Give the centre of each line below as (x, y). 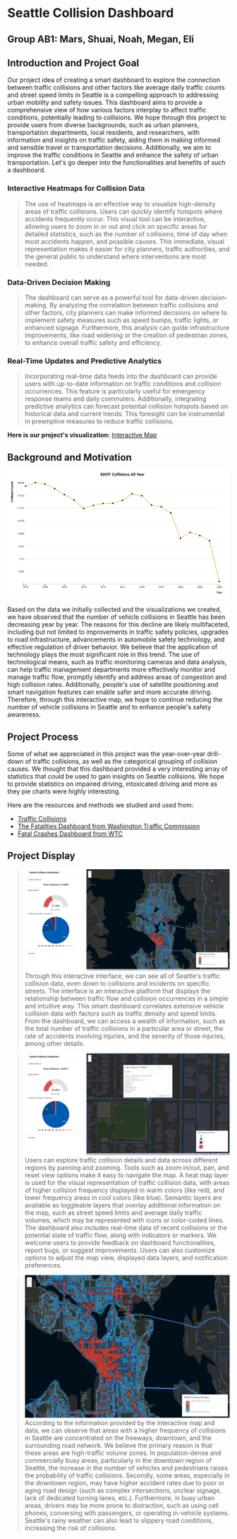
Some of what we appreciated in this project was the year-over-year (107, 754)
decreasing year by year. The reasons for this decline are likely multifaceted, (119, 625)
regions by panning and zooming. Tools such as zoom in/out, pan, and (127, 1168)
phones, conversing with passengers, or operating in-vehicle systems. (127, 1513)
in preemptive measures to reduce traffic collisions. (99, 421)
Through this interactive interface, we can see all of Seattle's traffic (122, 976)
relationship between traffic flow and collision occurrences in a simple (126, 998)
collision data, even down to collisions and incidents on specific (117, 984)
